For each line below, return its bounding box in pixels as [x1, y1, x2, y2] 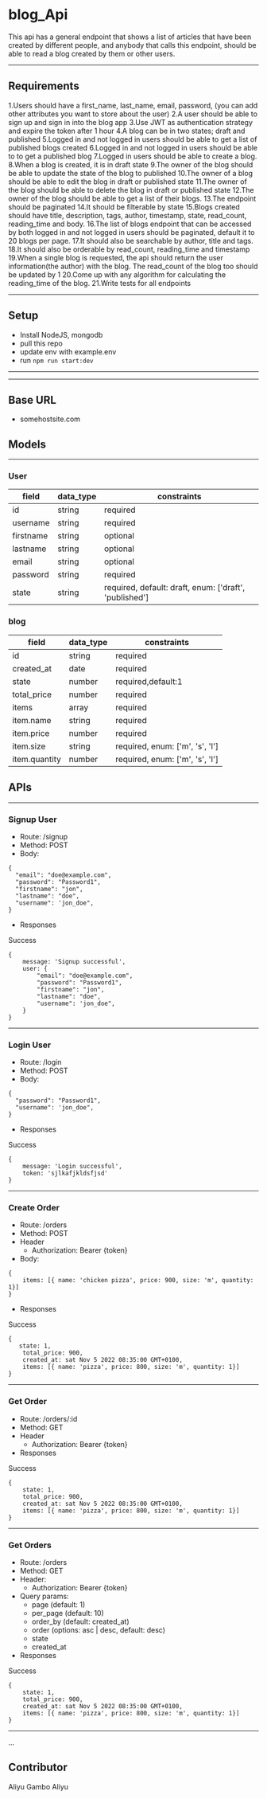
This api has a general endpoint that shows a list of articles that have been [8, 32, 252, 41]
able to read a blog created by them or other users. [8, 49, 176, 58]
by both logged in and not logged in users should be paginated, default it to [8, 227, 256, 237]
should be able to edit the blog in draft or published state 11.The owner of [8, 177, 248, 186]
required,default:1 [114, 675, 183, 686]
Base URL [8, 393, 57, 407]
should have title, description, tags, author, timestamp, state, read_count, [8, 210, 247, 220]
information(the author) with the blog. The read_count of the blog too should [8, 261, 258, 271]
